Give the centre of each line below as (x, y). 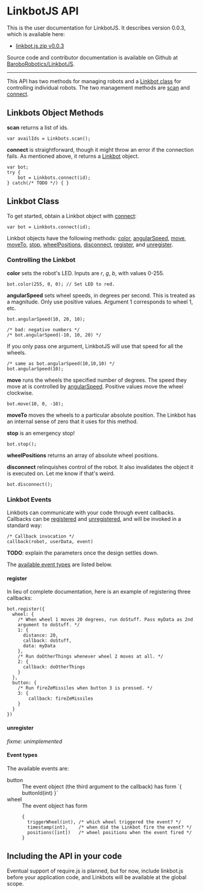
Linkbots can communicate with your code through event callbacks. (91, 512)
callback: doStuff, (47, 641)
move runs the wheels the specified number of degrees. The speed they (97, 380)
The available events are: (38, 768)
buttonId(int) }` (40, 792)
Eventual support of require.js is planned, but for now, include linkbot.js (95, 871)
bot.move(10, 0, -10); (35, 404)
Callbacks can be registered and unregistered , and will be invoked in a (94, 519)
